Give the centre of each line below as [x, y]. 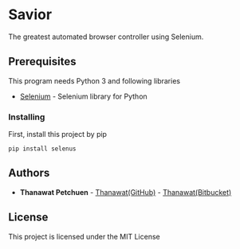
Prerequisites [42, 62]
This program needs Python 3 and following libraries [94, 80]
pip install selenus [43, 149]
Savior [30, 15]
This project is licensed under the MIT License [85, 236]
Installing [27, 117]
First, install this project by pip [58, 134]
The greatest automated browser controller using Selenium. [106, 37]
